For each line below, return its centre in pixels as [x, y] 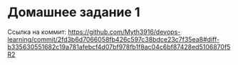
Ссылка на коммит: [37, 32]
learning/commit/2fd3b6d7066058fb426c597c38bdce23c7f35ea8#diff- [113, 39]
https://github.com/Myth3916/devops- [124, 32]
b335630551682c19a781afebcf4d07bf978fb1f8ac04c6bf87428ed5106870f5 [119, 47]
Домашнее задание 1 [74, 12]
